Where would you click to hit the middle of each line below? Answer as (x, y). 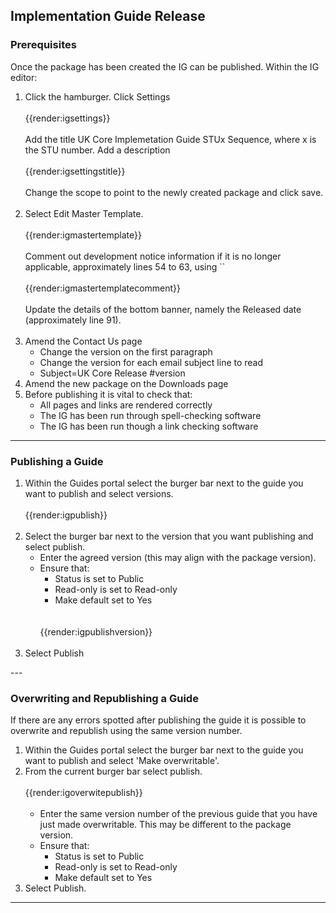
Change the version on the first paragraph (126, 351)
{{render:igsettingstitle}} (75, 171)
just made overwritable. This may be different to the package (165, 825)
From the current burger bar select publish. (113, 771)
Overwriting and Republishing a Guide (104, 698)
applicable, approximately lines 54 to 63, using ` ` (125, 266)
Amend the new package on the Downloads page (126, 383)
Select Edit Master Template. (84, 213)
